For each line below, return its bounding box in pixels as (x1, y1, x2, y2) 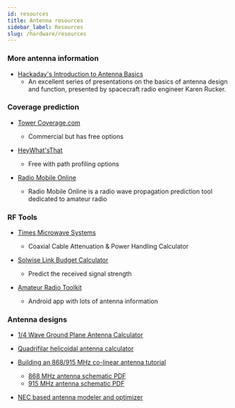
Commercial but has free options (28, 132, 123, 140)
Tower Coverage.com (17, 118, 81, 127)
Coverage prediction (7, 102, 80, 112)
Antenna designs (7, 314, 68, 324)
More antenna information (7, 54, 99, 64)
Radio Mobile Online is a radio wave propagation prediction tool (28, 187, 213, 195)
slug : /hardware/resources (7, 30, 87, 38)
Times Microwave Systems (17, 228, 97, 237)
